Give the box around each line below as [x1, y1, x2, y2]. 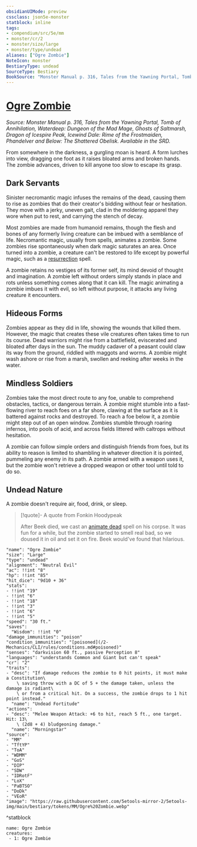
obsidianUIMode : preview [6, 8, 67, 15]
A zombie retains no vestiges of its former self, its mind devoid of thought [6, 266, 184, 274]
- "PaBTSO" [6, 783, 33, 789]
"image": [6, 799, 28, 805]
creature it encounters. [6, 291, 62, 298]
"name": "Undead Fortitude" [11, 701, 80, 707]
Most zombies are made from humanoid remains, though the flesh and [6, 224, 176, 231]
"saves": [6, 624, 28, 630]
